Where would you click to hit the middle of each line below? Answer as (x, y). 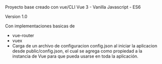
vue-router (23, 35)
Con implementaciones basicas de (40, 26)
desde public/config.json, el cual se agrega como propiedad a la (77, 51)
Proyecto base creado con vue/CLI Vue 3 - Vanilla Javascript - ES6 (73, 7)
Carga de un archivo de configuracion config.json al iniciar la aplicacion (85, 46)
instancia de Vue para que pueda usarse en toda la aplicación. (75, 56)
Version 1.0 (16, 16)
